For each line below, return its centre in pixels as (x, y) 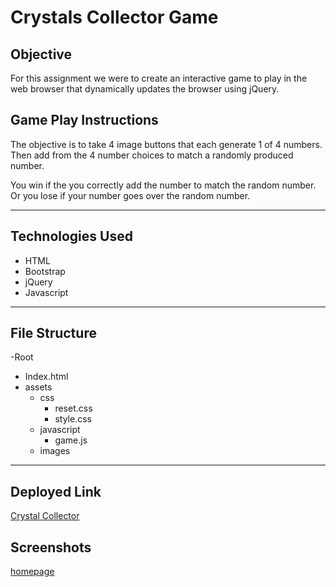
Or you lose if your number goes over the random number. (130, 195)
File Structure (53, 333)
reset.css (73, 408)
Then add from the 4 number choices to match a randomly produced (152, 155)
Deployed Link (56, 491)
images (55, 451)
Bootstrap (45, 271)
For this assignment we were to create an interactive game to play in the (159, 78)
